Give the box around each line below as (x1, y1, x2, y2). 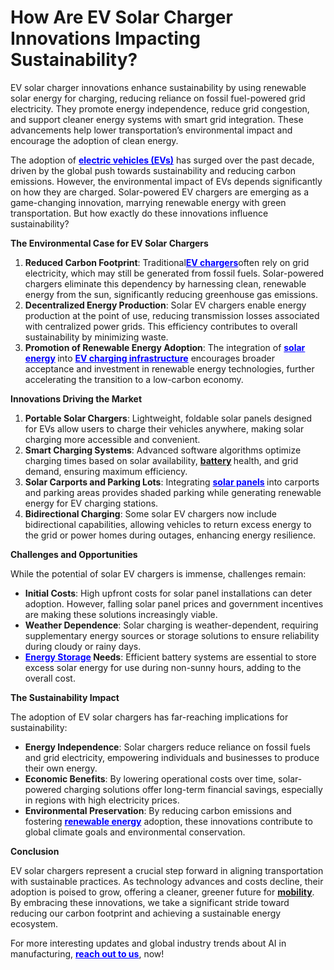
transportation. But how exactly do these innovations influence (10, 207, 269, 219)
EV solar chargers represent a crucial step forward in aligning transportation (10, 864, 324, 876)
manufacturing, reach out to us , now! (10, 947, 165, 960)
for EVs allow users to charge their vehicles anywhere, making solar (24, 422, 305, 435)
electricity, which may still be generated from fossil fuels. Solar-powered (24, 267, 325, 279)
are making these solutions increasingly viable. (24, 608, 218, 620)
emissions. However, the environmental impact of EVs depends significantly (10, 175, 323, 187)
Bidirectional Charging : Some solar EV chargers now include (24, 507, 277, 520)
